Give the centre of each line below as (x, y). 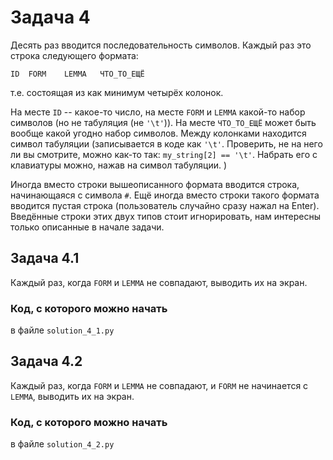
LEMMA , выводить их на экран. (72, 396)
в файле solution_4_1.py (62, 330)
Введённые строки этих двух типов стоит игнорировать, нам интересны (166, 216)
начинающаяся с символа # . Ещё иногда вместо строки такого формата (165, 195)
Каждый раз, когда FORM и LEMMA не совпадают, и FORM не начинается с (159, 385)
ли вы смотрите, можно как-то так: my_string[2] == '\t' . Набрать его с (164, 154)
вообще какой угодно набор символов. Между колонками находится (158, 133)
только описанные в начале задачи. (87, 227)
